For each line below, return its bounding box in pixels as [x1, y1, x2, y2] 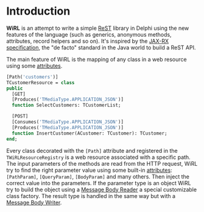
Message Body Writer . [6, 199, 62, 206]
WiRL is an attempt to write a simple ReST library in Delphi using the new [6, 24, 189, 32]
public [6, 85, 23, 91]
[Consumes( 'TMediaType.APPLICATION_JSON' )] [12, 119, 124, 125]
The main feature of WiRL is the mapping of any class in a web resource [6, 55, 187, 63]
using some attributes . [6, 62, 63, 69]
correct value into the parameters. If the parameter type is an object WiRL [6, 179, 191, 186]
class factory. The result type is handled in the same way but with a [6, 192, 175, 199]
